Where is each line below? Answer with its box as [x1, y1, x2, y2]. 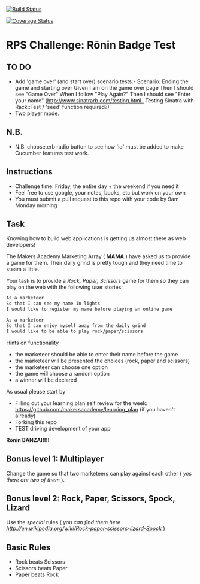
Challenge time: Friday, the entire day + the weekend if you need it [14, 183, 179, 190]
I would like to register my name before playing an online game [6, 306, 172, 313]
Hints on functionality [6, 339, 59, 346]
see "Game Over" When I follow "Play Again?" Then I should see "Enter [14, 90, 191, 98]
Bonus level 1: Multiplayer [6, 454, 104, 464]
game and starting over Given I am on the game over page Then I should [14, 84, 194, 91]
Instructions [6, 167, 53, 177]
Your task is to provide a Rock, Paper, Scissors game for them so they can [6, 277, 189, 285]
